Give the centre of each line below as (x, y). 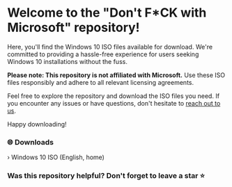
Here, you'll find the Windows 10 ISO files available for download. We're (110, 47)
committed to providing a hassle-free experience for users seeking (103, 54)
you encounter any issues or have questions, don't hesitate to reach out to (114, 103)
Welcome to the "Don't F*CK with (107, 13)
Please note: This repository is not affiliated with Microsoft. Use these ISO (116, 75)
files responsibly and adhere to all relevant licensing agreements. (100, 82)
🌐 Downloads (31, 142)
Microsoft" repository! (74, 27)
